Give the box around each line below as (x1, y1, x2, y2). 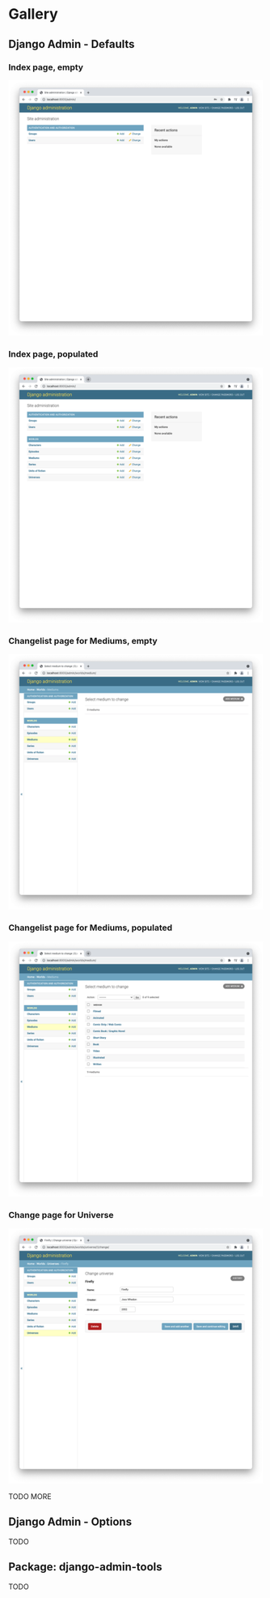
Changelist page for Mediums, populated (8, 922, 173, 933)
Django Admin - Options (8, 1515, 132, 1529)
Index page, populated (8, 348, 99, 359)
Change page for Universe (8, 1209, 114, 1220)
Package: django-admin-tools (8, 1560, 163, 1574)
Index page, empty (8, 62, 83, 73)
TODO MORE (8, 1492, 52, 1502)
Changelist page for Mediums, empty (8, 636, 158, 647)
